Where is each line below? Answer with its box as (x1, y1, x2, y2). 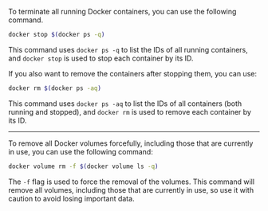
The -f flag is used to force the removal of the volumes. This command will (8, 177, 255, 186)
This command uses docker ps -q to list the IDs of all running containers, (8, 45, 249, 54)
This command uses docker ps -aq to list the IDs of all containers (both (8, 99, 242, 108)
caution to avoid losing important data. (8, 193, 135, 203)
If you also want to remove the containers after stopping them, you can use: (8, 68, 258, 78)
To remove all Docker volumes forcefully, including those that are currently (8, 139, 254, 148)
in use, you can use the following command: (8, 147, 153, 156)
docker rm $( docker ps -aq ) (8, 84, 102, 92)
